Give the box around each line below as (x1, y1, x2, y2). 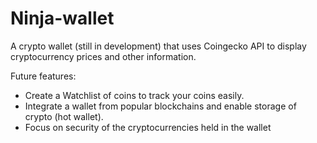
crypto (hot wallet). (24, 110, 104, 122)
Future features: (10, 70, 77, 82)
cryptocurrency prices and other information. (10, 50, 197, 62)
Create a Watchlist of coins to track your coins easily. (24, 89, 245, 101)
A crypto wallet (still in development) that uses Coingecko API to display (10, 40, 307, 52)
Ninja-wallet (10, 7, 115, 30)
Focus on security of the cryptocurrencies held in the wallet (24, 121, 272, 133)
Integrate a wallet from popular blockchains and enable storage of (24, 100, 297, 112)
